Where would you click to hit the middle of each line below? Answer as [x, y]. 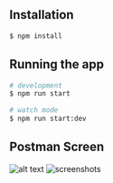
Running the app [56, 64]
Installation [42, 15]
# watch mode [34, 110]
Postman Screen [57, 147]
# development [36, 86]
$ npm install [36, 36]
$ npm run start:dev [48, 119]
